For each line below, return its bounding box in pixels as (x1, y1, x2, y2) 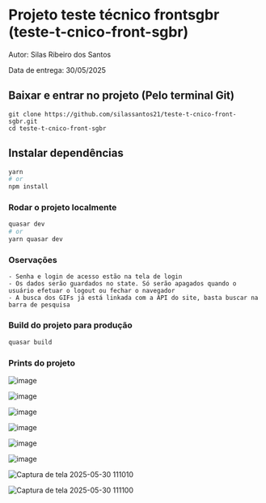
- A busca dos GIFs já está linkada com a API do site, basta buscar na (8, 294, 259, 302)
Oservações (8, 255, 58, 266)
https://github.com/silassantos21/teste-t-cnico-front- (44, 110, 237, 118)
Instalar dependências (8, 146, 124, 160)
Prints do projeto (8, 357, 75, 369)
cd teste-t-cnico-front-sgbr (8, 124, 107, 133)
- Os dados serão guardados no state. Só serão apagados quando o (8, 280, 237, 288)
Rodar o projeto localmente (8, 202, 117, 213)
